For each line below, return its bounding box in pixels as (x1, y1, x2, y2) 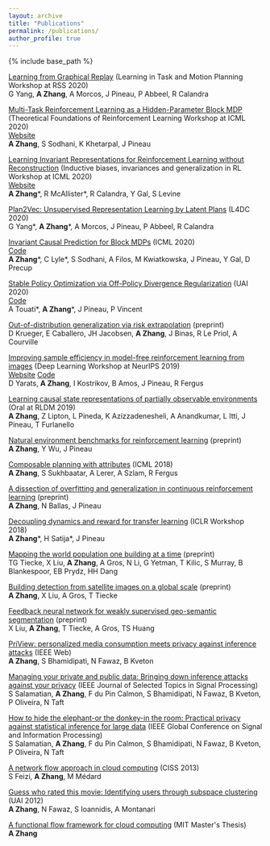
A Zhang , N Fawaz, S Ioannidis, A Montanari (8, 804, 156, 815)
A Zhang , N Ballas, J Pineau (8, 501, 102, 511)
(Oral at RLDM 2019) (8, 402, 77, 412)
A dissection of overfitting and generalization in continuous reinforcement (8, 484, 254, 494)
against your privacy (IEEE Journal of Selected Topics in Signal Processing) (8, 681, 259, 690)
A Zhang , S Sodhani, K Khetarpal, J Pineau (8, 139, 152, 149)
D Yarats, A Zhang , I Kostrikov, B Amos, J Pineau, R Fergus (8, 378, 204, 388)
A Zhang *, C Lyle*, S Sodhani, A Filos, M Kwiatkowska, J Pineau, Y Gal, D (8, 255, 251, 265)
